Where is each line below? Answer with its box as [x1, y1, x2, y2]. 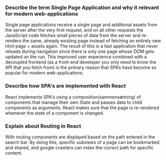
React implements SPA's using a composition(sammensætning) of [5, 94, 141, 100]
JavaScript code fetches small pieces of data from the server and [5, 32, 141, 39]
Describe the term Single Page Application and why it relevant [5, 4, 159, 11]
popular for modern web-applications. [5, 70, 84, 76]
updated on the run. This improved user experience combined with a [5, 54, 147, 60]
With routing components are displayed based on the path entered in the [5, 134, 155, 140]
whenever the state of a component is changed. [5, 110, 104, 116]
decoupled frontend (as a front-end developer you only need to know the [5, 59, 156, 65]
